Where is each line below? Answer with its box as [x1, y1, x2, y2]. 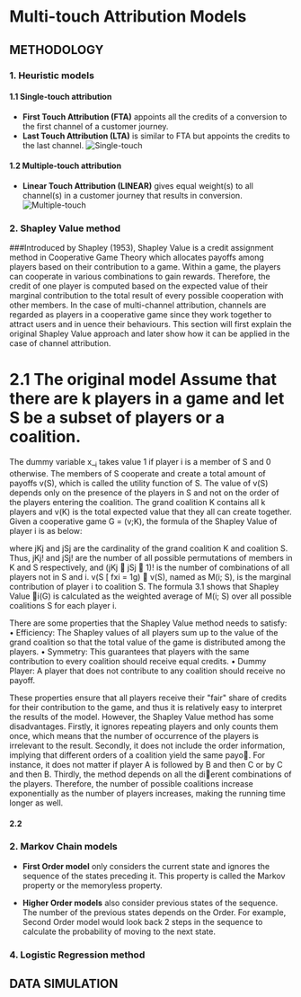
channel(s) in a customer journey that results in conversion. [22, 190, 243, 200]
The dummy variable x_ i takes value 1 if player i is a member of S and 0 [9, 457, 271, 469]
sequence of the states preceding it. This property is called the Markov [22, 870, 286, 881]
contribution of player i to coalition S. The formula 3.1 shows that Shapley [9, 581, 279, 592]
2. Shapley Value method [9, 222, 121, 235]
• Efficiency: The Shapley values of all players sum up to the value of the [9, 627, 279, 637]
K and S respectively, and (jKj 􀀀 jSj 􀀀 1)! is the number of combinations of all [9, 562, 290, 573]
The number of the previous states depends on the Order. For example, [22, 906, 287, 918]
